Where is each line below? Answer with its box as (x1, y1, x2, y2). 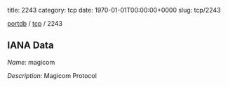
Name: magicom (7, 58, 55, 66)
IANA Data (7, 40, 54, 52)
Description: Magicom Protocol (7, 71, 97, 79)
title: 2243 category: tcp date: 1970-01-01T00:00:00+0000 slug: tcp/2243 (7, 6, 221, 14)
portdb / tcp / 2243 (7, 19, 63, 27)
